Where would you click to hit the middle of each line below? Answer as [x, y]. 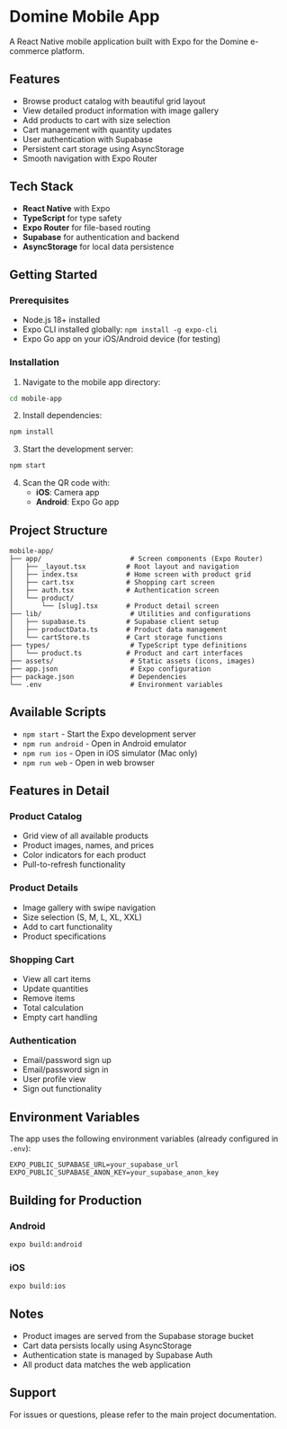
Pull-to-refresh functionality [74, 864]
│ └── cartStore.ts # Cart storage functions [116, 637]
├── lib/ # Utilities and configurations [130, 613]
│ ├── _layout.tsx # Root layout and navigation [125, 567]
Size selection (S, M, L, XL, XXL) [82, 917]
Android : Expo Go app [77, 502]
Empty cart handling [60, 1017]
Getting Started [54, 275]
